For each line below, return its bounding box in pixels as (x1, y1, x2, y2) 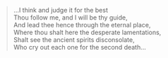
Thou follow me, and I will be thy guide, (13, 13, 128, 22)
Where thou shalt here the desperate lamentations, (13, 28, 162, 36)
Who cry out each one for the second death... (13, 43, 146, 51)
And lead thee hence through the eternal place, (13, 21, 151, 29)
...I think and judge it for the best (13, 6, 109, 14)
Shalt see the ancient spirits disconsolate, (13, 36, 135, 44)
